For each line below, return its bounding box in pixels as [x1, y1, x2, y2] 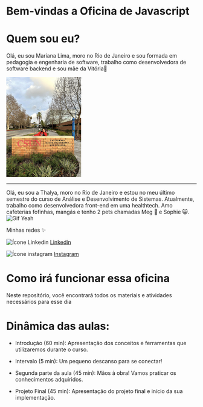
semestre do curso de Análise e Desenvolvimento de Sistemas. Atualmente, [6, 195, 195, 203]
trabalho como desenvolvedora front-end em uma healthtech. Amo [6, 202, 173, 209]
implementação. [14, 394, 56, 401]
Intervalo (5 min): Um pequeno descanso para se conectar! [14, 358, 163, 365]
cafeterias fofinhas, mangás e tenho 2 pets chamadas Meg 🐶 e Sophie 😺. [6, 208, 190, 216]
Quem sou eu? [6, 32, 80, 46]
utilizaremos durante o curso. [14, 346, 89, 353]
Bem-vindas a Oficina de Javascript [6, 4, 190, 18]
